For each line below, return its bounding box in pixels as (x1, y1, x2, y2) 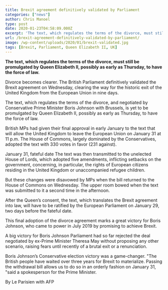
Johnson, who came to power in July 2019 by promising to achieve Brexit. (5, 223, 157, 229)
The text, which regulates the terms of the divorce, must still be (5, 58, 140, 64)
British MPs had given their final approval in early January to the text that (5, 125, 155, 131)
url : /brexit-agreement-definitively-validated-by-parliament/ (5, 36, 140, 41)
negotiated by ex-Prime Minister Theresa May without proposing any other (5, 238, 159, 244)
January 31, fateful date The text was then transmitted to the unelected (5, 151, 151, 157)
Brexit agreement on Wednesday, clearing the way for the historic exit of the (5, 84, 162, 90)
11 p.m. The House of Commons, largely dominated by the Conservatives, (5, 136, 156, 142)
